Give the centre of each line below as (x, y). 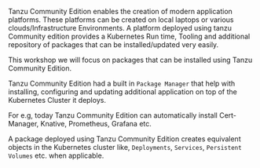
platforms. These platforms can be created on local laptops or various (121, 20)
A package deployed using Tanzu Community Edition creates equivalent (125, 139)
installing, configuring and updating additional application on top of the (123, 92)
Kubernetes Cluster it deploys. (57, 100)
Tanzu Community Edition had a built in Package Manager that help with (122, 83)
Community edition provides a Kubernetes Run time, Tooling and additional (129, 36)
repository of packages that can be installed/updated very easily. (114, 45)
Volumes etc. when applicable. (56, 155)
